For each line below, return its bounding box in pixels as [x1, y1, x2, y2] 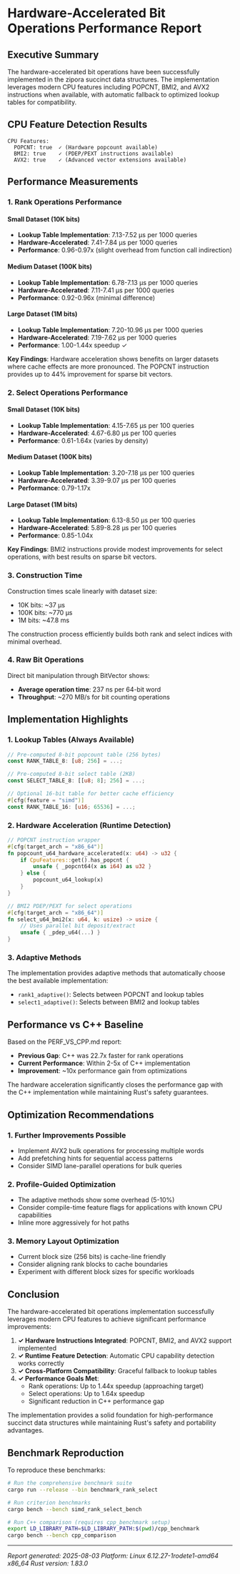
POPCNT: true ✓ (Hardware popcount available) [14, 144, 159, 151]
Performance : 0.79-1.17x [17, 484, 91, 492]
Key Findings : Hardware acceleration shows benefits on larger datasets [7, 354, 219, 363]
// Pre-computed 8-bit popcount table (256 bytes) [7, 751, 161, 758]
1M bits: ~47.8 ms [17, 616, 70, 624]
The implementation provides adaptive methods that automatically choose [7, 969, 226, 977]
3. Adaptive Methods [7, 952, 82, 962]
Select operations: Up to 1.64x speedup [28, 1390, 145, 1398]
